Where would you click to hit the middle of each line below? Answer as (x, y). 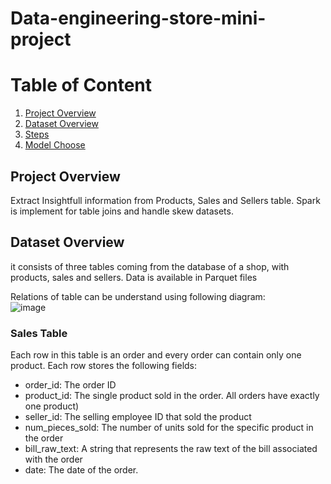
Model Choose (55, 145)
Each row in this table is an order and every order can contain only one (156, 355)
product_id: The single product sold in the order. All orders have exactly (172, 396)
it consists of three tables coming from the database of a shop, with (150, 266)
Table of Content (81, 85)
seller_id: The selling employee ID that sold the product (138, 417)
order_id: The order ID (70, 385)
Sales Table (39, 333)
